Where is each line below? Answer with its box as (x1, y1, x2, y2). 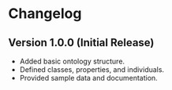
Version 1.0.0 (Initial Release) (8, 36, 155, 49)
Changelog (8, 5, 82, 23)
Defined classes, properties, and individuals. (19, 65, 164, 74)
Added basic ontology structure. (19, 56, 125, 66)
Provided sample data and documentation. (19, 74, 158, 82)
